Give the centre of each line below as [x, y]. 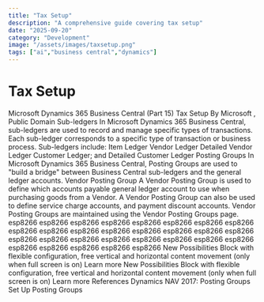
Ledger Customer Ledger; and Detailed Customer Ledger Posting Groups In [131, 155]
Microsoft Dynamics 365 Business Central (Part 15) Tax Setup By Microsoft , [132, 113]
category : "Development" [49, 38]
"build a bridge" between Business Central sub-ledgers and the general [125, 172]
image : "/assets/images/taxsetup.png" [72, 45]
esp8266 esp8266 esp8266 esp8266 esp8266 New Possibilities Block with [131, 247]
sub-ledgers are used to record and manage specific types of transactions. [130, 130]
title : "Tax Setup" [40, 15]
